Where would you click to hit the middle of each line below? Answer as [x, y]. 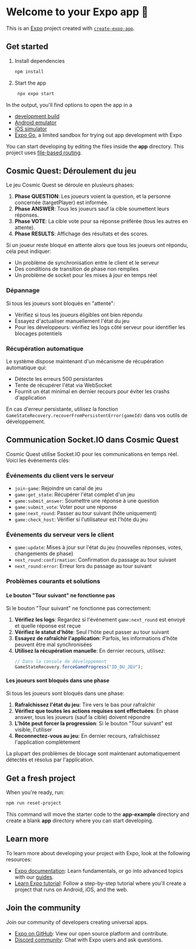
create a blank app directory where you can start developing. [80, 820]
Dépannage [23, 291]
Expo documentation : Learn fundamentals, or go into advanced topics [99, 870]
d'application [30, 397]
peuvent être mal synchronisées [53, 644]
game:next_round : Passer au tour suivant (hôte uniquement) [85, 514]
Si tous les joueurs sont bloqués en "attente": [61, 303]
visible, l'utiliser [33, 730]
